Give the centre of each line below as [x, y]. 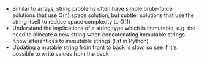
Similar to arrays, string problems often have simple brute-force [92, 9]
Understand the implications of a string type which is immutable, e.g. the [104, 28]
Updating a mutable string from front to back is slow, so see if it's [95, 47]
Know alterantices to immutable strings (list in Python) [80, 41]
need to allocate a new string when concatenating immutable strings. [99, 35]
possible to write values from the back [60, 54]
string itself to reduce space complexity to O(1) [71, 22]
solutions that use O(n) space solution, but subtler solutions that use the [103, 15]
